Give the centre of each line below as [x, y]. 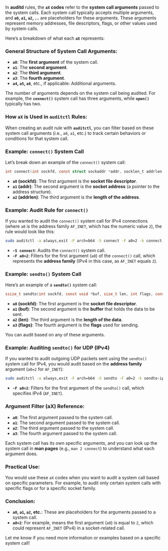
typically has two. [23, 104]
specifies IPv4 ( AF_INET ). [38, 394]
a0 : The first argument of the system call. [55, 62]
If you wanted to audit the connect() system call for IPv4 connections [76, 221]
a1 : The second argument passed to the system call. [66, 423]
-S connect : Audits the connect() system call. [59, 250]
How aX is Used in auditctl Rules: [46, 117]
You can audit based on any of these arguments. [55, 335]
